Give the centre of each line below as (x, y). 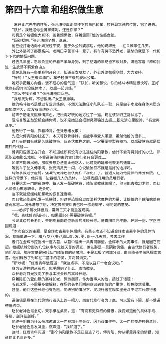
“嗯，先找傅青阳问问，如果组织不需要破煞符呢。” (54, 215)
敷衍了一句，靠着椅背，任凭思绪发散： (49, 131)
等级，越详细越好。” (22, 316)
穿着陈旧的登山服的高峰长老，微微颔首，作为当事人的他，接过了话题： (73, 279)
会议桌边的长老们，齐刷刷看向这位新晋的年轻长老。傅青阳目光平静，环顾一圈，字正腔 (86, 221)
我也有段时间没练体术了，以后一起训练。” (41, 88)
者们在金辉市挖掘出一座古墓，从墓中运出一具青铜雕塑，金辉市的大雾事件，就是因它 (84, 242)
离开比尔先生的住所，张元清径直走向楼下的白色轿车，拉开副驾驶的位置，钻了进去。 (86, 25)
